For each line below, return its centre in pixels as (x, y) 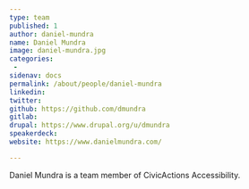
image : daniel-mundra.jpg (57, 51)
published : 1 (34, 26)
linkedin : (28, 92)
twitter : (26, 100)
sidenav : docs (36, 76)
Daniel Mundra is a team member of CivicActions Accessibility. (125, 175)
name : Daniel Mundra (48, 42)
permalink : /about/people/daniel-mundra (86, 84)
